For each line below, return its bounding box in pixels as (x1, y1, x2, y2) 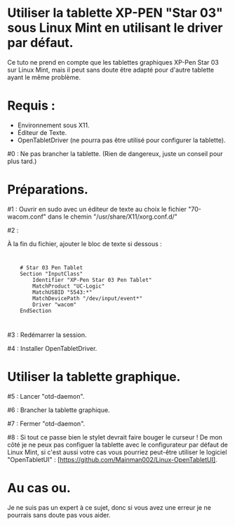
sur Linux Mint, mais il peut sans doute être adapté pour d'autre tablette (7, 65, 215, 74)
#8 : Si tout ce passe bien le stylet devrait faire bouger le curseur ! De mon (7, 433, 223, 442)
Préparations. (7, 181, 89, 198)
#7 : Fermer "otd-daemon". (7, 420, 86, 428)
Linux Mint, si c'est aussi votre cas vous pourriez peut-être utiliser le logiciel (7, 448, 227, 456)
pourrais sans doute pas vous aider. (7, 511, 111, 520)
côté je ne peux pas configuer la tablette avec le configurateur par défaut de (7, 441, 228, 449)
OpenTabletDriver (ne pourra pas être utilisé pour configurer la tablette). (17, 136, 226, 144)
